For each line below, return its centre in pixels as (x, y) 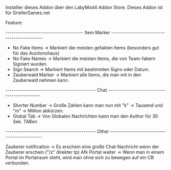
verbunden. (17, 163)
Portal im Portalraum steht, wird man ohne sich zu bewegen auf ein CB (80, 158)
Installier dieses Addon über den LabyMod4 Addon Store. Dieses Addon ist (84, 7)
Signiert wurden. (30, 64)
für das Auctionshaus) (36, 53)
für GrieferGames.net (28, 13)
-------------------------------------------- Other (57, 131)
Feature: (14, 23)
